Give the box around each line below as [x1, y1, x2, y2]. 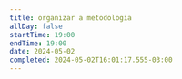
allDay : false [9, 22, 64, 31]
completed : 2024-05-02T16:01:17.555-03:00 [9, 55, 173, 64]
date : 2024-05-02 [9, 47, 76, 56]
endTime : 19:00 [9, 38, 67, 48]
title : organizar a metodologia [9, 13, 132, 23]
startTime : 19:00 [9, 30, 76, 39]
